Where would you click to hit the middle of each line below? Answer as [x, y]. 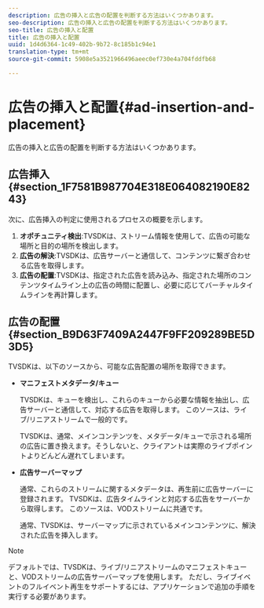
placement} [47, 124]
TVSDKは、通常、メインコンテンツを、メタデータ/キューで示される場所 [136, 436]
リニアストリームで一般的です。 [80, 420]
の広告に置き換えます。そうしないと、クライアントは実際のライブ [126, 446]
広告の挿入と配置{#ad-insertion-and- [132, 107]
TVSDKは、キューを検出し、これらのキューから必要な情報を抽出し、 [131, 400]
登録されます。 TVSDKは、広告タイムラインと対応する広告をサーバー [131, 499]
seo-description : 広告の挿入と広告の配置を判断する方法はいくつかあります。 [120, 23]
